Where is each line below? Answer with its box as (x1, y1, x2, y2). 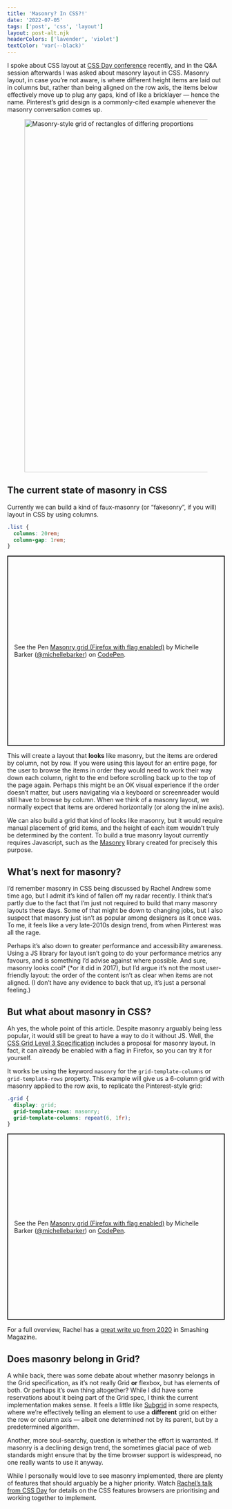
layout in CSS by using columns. (7, 510, 99, 519)
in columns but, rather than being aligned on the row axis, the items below (7, 84, 217, 91)
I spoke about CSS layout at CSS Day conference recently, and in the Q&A (7, 62, 217, 69)
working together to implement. (7, 1494, 97, 1502)
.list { (7, 524, 30, 530)
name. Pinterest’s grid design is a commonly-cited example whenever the (7, 98, 216, 106)
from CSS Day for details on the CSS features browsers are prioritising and (7, 1486, 220, 1494)
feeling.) (7, 986, 31, 994)
